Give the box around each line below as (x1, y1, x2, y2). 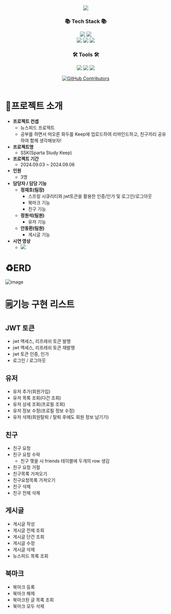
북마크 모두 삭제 (12, 603, 44, 609)
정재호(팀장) (20, 186, 45, 193)
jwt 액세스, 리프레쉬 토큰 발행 (12, 338, 71, 345)
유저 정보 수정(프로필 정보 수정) (12, 408, 75, 414)
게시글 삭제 (12, 546, 35, 553)
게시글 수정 (12, 540, 35, 546)
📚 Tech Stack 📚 (64, 17, 107, 25)
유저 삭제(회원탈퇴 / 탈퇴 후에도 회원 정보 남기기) (12, 414, 109, 420)
